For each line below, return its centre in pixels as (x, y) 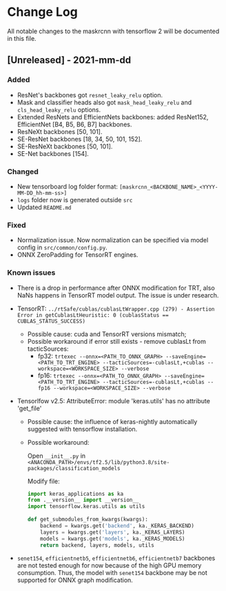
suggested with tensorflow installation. (82, 429)
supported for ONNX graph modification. (75, 580)
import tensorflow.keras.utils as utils (86, 507)
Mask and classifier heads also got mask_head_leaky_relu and (104, 102)
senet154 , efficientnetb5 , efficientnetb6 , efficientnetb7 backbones (116, 558)
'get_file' (29, 408)
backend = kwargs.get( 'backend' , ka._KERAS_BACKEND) (117, 525)
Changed (23, 171)
